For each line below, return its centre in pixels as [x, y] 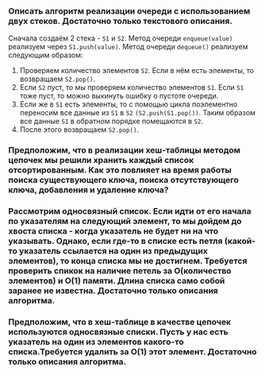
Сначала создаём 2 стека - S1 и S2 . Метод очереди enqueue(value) [121, 38]
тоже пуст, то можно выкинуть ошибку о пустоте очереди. [119, 96]
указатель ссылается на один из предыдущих [113, 251]
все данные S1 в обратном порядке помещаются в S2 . [111, 122]
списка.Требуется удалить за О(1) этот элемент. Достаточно [132, 352]
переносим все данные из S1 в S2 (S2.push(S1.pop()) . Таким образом [138, 113]
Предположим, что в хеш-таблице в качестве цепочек [120, 322]
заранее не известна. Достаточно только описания [113, 291]
